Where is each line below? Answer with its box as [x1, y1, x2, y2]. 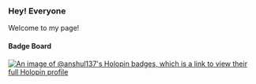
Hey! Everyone [8, 5, 66, 16]
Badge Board [8, 41, 52, 50]
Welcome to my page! [8, 24, 80, 33]
